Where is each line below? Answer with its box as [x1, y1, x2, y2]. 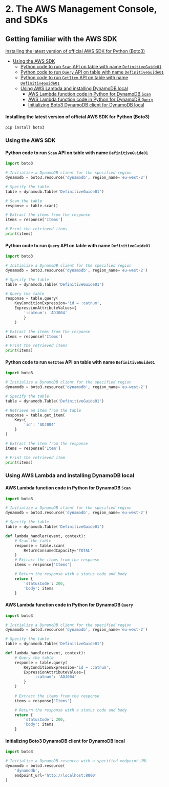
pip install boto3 [5, 125, 45, 130]
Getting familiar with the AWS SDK [5, 34, 117, 43]
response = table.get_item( [5, 412, 66, 418]
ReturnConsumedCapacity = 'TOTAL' [24, 548, 93, 553]
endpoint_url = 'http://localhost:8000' [14, 773, 97, 778]
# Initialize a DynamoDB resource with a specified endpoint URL [5, 759, 147, 764]
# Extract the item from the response [5, 441, 88, 446]
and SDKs [5, 14, 48, 26]
